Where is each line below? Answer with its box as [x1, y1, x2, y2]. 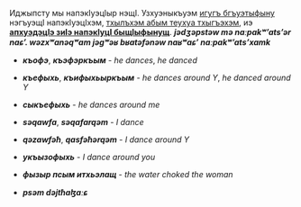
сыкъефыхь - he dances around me [22, 99, 160, 110]
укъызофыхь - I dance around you [22, 152, 156, 162]
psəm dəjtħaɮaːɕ [22, 187, 88, 197]
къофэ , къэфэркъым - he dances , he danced [22, 55, 198, 66]
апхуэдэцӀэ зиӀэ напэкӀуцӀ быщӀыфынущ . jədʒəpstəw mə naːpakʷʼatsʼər [9, 27, 291, 37]
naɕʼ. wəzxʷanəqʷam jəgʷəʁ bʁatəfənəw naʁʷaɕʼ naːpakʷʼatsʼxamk [9, 37, 271, 48]
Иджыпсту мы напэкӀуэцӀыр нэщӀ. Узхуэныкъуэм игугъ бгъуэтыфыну [9, 8, 275, 18]
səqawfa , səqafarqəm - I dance [22, 117, 144, 127]
